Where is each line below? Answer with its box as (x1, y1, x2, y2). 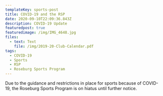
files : (5, 35, 19, 40)
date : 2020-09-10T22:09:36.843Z (5, 16, 72, 21)
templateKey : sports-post (5, 7, 58, 12)
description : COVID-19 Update (5, 21, 68, 26)
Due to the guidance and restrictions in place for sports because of (5, 80, 142, 86)
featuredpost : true (5, 26, 45, 31)
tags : (5, 48, 16, 53)
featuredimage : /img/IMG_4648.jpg (5, 30, 77, 35)
